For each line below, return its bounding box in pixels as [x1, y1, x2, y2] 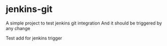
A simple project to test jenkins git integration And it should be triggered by [6, 20, 162, 26]
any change [6, 25, 30, 31]
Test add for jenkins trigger [6, 35, 62, 41]
